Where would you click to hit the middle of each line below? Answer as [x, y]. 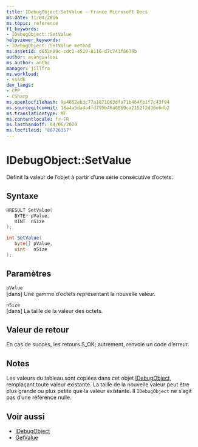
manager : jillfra [28, 68]
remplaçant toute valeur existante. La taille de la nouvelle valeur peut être [98, 385]
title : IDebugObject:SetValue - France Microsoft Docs [77, 12]
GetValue [26, 438]
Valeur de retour [38, 330]
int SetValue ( [24, 238]
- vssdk [16, 79]
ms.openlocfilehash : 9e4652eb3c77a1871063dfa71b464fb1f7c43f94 [88, 102]
